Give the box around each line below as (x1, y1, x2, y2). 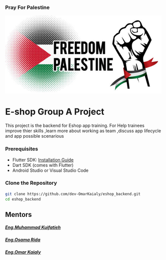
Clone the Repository (5, 180, 57, 187)
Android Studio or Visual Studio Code (12, 167, 89, 173)
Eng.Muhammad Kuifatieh (5, 224, 61, 230)
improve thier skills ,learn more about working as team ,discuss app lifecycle (5, 128, 161, 134)
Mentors (5, 210, 32, 219)
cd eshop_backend (5, 197, 41, 202)
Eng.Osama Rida (5, 237, 41, 243)
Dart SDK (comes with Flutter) (12, 162, 74, 168)
